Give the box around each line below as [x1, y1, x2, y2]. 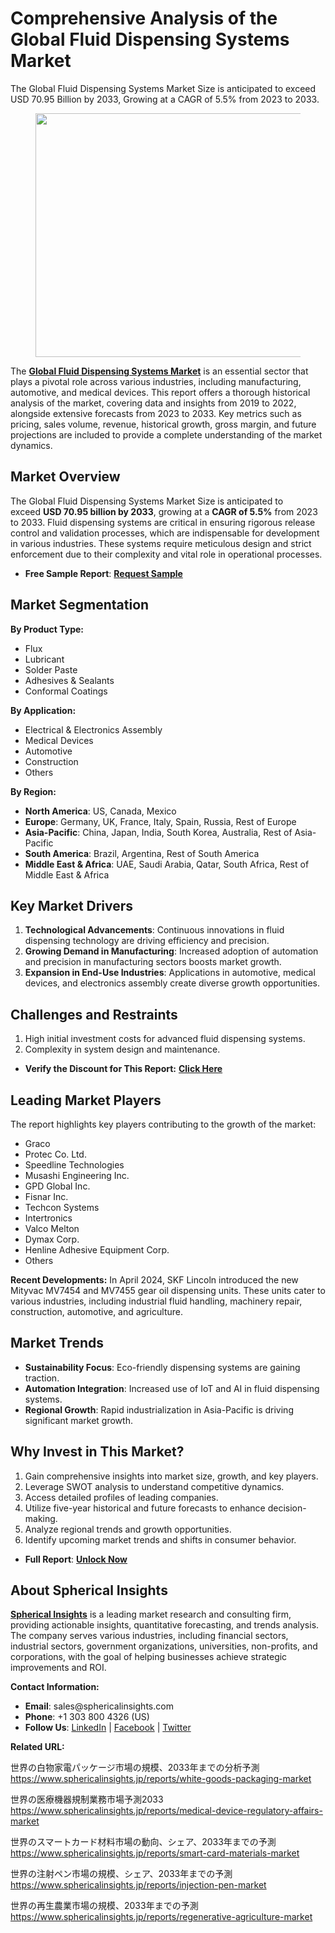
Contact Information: [10, 1681, 100, 1693]
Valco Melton [24, 1223, 80, 1234]
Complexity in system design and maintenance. [24, 1043, 221, 1056]
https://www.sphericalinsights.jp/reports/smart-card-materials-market [10, 1847, 300, 1859]
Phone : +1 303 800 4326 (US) [24, 1711, 150, 1723]
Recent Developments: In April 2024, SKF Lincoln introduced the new [10, 1274, 299, 1286]
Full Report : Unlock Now [24, 1553, 128, 1565]
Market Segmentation [10, 597, 150, 614]
